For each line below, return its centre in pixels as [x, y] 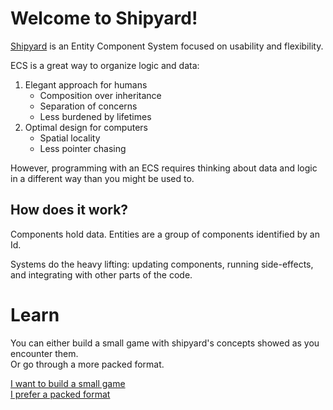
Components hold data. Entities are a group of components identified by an [165, 234]
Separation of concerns [88, 106]
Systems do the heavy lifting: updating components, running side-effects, [162, 264]
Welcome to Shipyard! [104, 18]
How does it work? [69, 210]
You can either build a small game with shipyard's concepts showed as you [165, 343]
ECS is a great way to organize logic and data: [105, 65]
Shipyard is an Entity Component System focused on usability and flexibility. [167, 46]
